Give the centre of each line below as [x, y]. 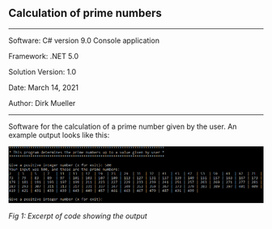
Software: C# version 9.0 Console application [84, 40]
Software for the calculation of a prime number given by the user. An [123, 126]
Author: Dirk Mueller [42, 103]
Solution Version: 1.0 [42, 71]
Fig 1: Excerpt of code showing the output [78, 216]
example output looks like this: [59, 135]
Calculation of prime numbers [85, 13]
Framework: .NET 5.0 [44, 56]
